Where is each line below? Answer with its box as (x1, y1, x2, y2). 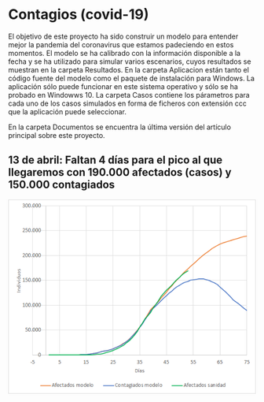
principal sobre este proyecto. (8, 130, 105, 140)
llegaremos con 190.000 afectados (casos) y (8, 166, 232, 179)
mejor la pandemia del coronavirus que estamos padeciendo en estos (8, 39, 234, 49)
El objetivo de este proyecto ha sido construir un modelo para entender (8, 32, 239, 41)
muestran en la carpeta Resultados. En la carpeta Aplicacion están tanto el (8, 65, 250, 74)
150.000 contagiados (8, 178, 115, 192)
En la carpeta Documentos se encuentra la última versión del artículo (8, 122, 232, 132)
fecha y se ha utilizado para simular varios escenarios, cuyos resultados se (8, 57, 251, 66)
